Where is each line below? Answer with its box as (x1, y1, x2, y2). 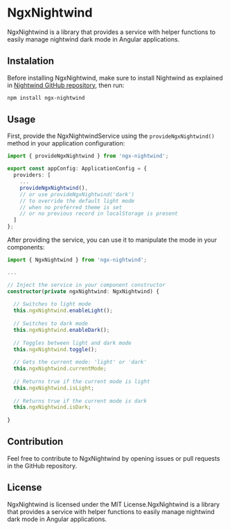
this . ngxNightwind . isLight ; (13, 385, 95, 391)
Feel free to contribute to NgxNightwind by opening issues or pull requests (7, 454, 220, 462)
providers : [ (13, 172, 51, 179)
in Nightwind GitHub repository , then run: (7, 81, 125, 89)
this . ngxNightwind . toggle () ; (13, 346, 98, 353)
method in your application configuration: (7, 139, 125, 148)
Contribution (7, 436, 64, 448)
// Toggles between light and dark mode (13, 339, 132, 346)
